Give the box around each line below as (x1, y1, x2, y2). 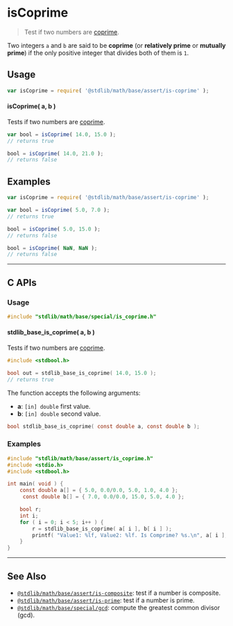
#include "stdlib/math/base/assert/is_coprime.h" (7, 455, 154, 462)
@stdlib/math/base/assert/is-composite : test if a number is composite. (17, 589, 221, 598)
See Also (7, 570, 46, 582)
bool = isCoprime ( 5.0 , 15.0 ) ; (7, 226, 101, 232)
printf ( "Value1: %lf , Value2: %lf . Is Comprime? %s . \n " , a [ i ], (32, 532, 228, 539)
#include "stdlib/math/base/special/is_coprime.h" (7, 313, 157, 320)
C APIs (7, 276, 37, 289)
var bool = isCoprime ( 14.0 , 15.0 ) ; (7, 130, 116, 138)
